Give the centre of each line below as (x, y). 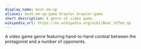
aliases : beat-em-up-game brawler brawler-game (54, 14)
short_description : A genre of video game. (50, 18)
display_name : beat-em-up (31, 9)
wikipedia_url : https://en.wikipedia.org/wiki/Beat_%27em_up (68, 23)
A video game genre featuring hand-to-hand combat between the (70, 37)
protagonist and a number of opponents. (46, 42)
